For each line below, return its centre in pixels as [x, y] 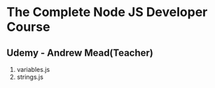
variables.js [33, 69]
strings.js [30, 77]
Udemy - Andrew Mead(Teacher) [80, 53]
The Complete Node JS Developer [107, 12]
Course [28, 27]
